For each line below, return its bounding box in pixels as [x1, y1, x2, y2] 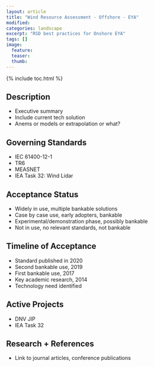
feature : [11, 48, 33, 53]
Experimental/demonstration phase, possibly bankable [14, 217, 148, 224]
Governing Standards [6, 137, 87, 147]
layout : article [6, 8, 46, 15]
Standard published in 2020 [14, 257, 83, 264]
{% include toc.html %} [6, 75, 63, 82]
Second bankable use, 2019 [14, 263, 83, 270]
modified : [6, 20, 31, 26]
